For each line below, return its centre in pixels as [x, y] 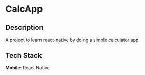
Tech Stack [24, 55]
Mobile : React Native [27, 68]
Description [24, 28]
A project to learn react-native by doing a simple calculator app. [72, 40]
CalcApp [24, 9]
